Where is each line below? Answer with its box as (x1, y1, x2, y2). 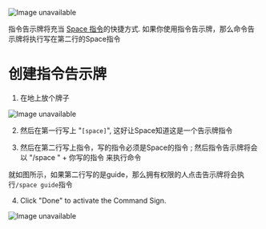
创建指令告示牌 (8, 65, 107, 83)
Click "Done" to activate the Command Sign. (19, 195, 167, 205)
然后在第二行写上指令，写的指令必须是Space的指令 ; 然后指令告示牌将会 (19, 143, 258, 152)
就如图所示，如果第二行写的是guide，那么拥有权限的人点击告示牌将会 (8, 169, 238, 179)
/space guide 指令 (15, 179, 73, 189)
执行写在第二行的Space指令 (29, 34, 121, 43)
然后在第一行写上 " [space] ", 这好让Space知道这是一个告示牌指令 (19, 125, 233, 135)
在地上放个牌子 (19, 93, 70, 102)
